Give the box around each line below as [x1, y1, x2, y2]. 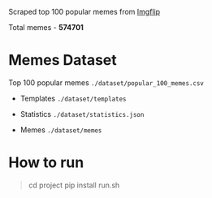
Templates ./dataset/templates [19, 93, 127, 103]
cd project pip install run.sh [28, 180, 120, 190]
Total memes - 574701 [8, 23, 84, 32]
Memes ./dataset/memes [19, 125, 102, 135]
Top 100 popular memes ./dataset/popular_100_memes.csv [8, 77, 205, 88]
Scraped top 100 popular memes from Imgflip [8, 7, 161, 16]
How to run [8, 153, 84, 172]
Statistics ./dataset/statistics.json [19, 109, 145, 118]
